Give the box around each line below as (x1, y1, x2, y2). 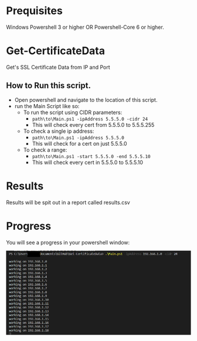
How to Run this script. (6, 81, 91, 91)
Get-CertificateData (6, 44, 106, 58)
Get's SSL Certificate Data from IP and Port (6, 63, 110, 71)
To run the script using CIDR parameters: (23, 109, 123, 116)
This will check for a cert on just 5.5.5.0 (32, 140, 127, 147)
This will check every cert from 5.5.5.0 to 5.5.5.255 (32, 121, 155, 128)
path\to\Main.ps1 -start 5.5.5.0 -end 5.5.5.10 (32, 153, 151, 159)
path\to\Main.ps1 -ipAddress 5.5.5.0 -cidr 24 (32, 116, 148, 122)
